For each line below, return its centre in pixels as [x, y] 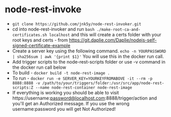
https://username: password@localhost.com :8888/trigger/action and [84, 98]
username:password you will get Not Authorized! [64, 109]
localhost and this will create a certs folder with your [105, 34]
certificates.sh [30, 35]
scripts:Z [23, 87]
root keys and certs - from [40, 40]
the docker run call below [39, 67]
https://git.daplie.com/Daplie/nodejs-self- [113, 40]
